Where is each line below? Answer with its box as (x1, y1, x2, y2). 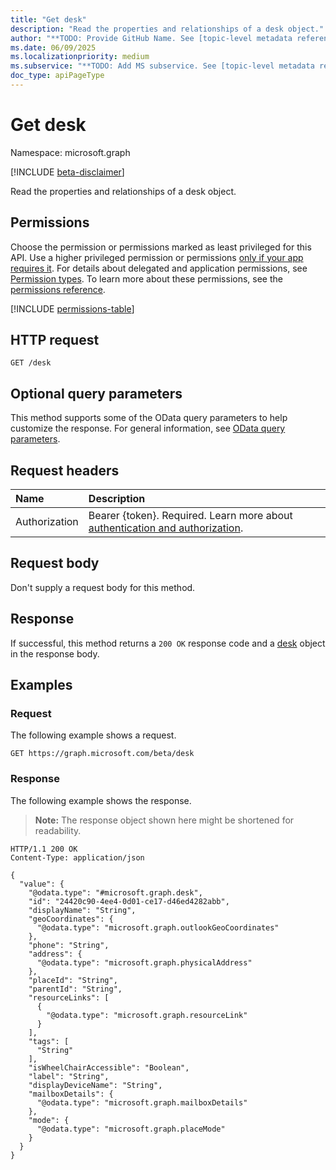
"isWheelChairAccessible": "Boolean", (28, 1062, 190, 1073)
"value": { (19, 879, 65, 889)
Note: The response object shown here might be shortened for (34, 814, 295, 826)
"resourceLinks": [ (28, 992, 110, 1003)
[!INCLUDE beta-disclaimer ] (10, 166, 125, 178)
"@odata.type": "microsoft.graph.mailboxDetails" (36, 1097, 248, 1108)
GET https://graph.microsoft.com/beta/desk (10, 749, 195, 759)
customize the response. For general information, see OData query (10, 422, 286, 435)
